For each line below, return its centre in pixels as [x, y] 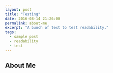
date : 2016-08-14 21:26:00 [33, 18]
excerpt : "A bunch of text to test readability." [57, 28]
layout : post [18, 9]
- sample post [24, 37]
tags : [11, 32]
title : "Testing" [23, 14]
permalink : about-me [26, 23]
